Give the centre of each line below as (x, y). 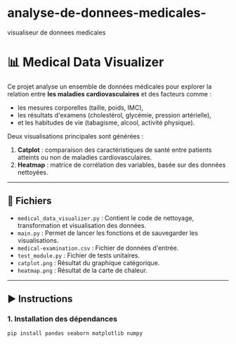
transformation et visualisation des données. (81, 225)
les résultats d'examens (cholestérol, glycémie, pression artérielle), (114, 115)
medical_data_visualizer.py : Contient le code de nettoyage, (106, 218)
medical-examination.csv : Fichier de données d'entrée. (98, 248)
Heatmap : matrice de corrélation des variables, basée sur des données (122, 165)
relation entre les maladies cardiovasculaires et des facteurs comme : (110, 94)
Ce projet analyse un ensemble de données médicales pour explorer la (110, 87)
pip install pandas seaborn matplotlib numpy (75, 333)
